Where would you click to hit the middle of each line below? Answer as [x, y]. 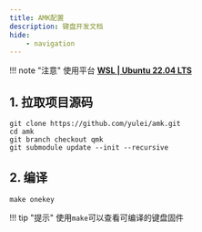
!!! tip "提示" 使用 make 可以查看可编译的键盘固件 [97, 217]
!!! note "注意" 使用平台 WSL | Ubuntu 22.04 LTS [101, 70]
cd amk [22, 132]
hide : [20, 35]
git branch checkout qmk [56, 140]
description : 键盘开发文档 [56, 26]
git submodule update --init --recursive [89, 148]
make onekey [32, 199]
